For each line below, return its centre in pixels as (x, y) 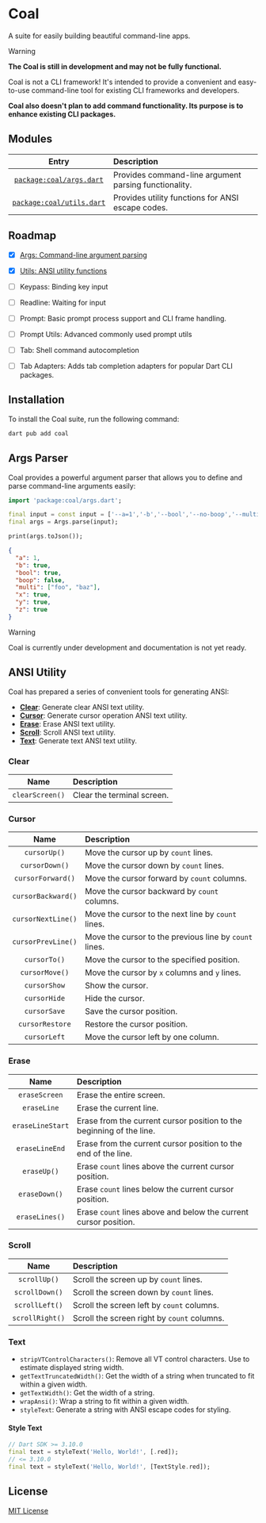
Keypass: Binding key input (64, 286)
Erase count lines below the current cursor (155, 1189)
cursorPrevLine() (45, 942)
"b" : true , (33, 565)
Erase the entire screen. (121, 1095)
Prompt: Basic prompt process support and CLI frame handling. (123, 318)
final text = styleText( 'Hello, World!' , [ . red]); (93, 1452)
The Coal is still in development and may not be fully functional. (115, 66)
